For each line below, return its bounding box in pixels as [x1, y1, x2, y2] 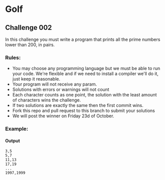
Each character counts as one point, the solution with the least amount [12, 92, 157, 98]
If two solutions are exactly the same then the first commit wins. [12, 102, 144, 108]
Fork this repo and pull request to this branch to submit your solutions [12, 108, 155, 114]
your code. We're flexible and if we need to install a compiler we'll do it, [12, 71, 159, 77]
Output [5, 138, 20, 144]
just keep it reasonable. [12, 76, 61, 82]
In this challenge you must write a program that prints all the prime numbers [5, 36, 161, 42]
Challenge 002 [5, 23, 52, 32]
